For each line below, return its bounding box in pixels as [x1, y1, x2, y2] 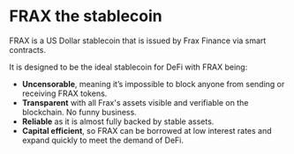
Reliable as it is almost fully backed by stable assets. [21, 116, 215, 127]
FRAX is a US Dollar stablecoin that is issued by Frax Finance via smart [9, 35, 267, 46]
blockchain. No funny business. [21, 106, 137, 117]
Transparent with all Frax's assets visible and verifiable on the [21, 97, 249, 107]
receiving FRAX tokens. [21, 88, 108, 99]
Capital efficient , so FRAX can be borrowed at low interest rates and [21, 125, 272, 136]
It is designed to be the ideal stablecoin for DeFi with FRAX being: [9, 62, 248, 72]
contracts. [9, 44, 47, 55]
